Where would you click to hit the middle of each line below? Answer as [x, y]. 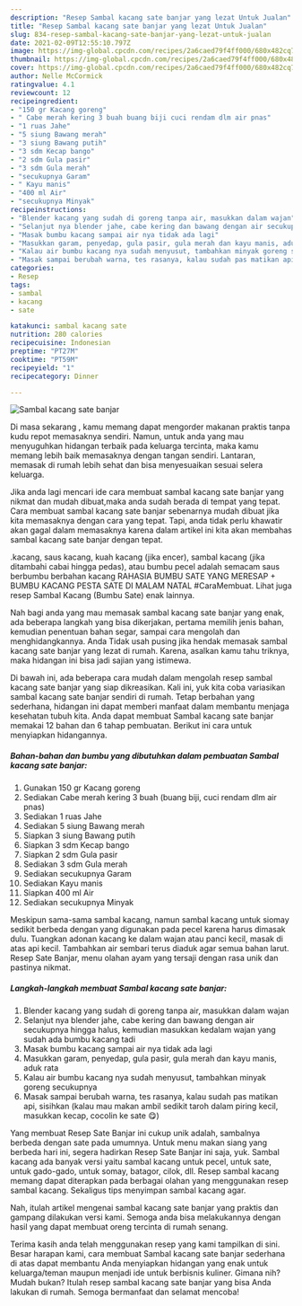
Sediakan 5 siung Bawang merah [84, 826]
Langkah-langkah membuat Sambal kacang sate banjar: [119, 988]
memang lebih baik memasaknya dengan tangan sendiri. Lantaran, [133, 455]
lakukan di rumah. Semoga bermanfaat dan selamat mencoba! [125, 1292]
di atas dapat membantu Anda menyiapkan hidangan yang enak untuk [139, 1264]
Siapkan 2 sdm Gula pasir [70, 855]
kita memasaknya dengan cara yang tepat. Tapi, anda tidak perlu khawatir [147, 521]
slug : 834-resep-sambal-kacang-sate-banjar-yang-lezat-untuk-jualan [141, 34]
